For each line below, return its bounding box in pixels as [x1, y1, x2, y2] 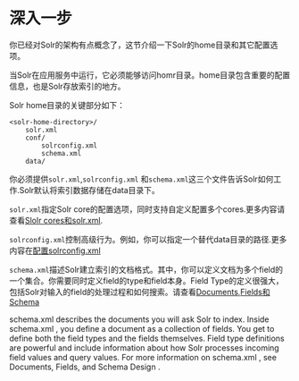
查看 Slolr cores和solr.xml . [9, 215, 104, 225]
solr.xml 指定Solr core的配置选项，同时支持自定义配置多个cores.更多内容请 [9, 203, 286, 215]
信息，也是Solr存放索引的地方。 [9, 80, 127, 91]
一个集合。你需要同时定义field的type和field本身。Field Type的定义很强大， [9, 275, 284, 286]
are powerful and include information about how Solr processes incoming [9, 342, 279, 353]
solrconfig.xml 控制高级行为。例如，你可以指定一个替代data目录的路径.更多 [9, 233, 287, 244]
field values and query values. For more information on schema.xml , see [9, 351, 277, 362]
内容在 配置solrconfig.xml [9, 245, 101, 256]
